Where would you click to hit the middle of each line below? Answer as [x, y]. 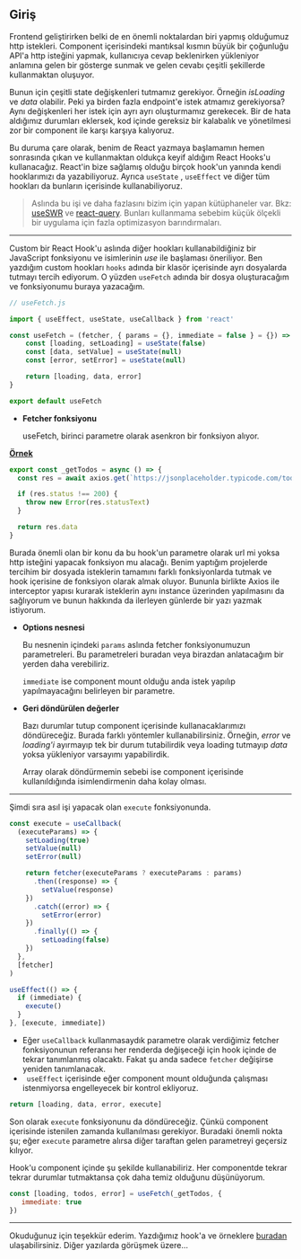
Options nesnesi [53, 627]
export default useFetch [56, 401]
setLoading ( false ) [76, 940]
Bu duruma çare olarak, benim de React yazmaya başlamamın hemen [137, 147]
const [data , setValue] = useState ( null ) [103, 352]
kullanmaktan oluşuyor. [52, 75]
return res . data [47, 528]
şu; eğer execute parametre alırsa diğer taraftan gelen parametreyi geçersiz [148, 1140]
